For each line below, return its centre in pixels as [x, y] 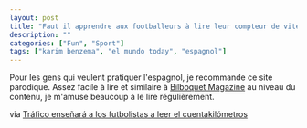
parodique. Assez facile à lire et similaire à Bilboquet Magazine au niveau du [153, 87]
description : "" [40, 34]
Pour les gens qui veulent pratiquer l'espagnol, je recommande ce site [141, 77]
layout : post [34, 18]
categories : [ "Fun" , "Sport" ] [67, 43]
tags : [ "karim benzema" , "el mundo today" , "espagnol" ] [118, 52]
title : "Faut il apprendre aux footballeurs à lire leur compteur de [145, 26]
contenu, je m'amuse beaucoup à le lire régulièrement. [112, 97]
